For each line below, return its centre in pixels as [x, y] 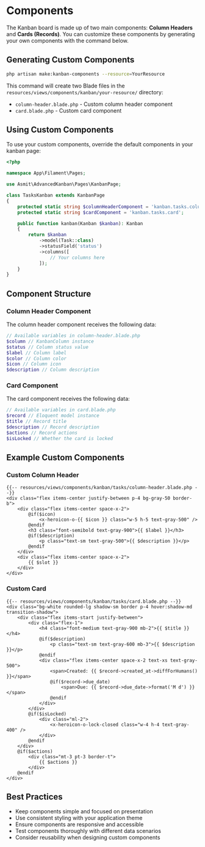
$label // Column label [37, 353]
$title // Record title [37, 422]
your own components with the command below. [68, 40]
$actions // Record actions [42, 433]
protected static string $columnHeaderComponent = [83, 207]
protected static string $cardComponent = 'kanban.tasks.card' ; [101, 212]
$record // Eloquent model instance [53, 416]
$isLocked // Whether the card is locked [60, 438]
